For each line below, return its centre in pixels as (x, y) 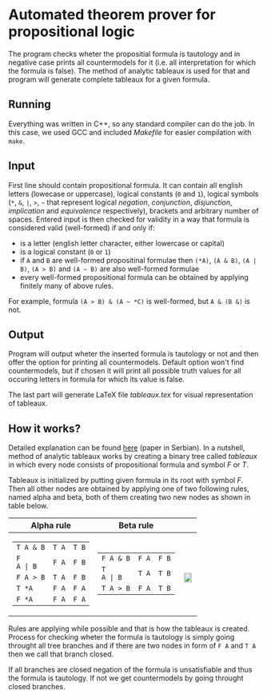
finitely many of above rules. (67, 285)
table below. (28, 506)
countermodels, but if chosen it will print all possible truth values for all (125, 371)
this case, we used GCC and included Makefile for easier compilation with (130, 132)
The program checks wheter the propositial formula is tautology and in (124, 54)
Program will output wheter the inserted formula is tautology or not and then (133, 354)
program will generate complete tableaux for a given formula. (109, 79)
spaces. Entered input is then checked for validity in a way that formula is (129, 219)
